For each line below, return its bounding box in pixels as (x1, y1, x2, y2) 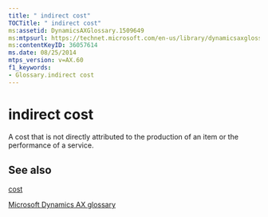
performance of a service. (8, 140, 94, 150)
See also (8, 163, 52, 176)
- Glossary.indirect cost (8, 71, 94, 79)
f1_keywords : (8, 64, 52, 72)
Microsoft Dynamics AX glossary (8, 200, 116, 210)
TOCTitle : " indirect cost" (8, 19, 102, 27)
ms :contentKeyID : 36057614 (8, 41, 98, 49)
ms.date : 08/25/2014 (8, 49, 77, 57)
